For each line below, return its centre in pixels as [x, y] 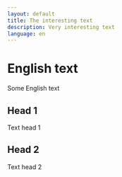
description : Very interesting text [61, 27]
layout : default [31, 14]
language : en [26, 34]
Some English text [33, 88]
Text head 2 [25, 166]
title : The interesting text [50, 21]
